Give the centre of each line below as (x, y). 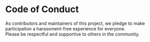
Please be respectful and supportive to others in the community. (72, 34)
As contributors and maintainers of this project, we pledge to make (75, 23)
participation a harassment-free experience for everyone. (65, 28)
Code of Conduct (42, 9)
